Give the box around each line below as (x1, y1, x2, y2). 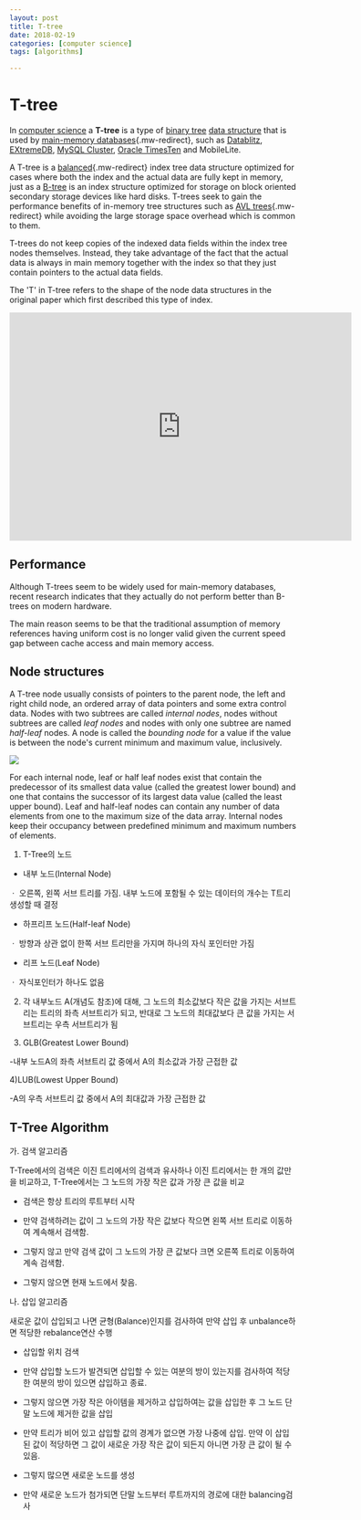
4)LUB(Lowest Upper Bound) (9, 1074, 119, 1085)
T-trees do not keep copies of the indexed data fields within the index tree (9, 238, 288, 249)
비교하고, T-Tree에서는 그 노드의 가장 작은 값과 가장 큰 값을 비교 (18, 1176, 245, 1187)
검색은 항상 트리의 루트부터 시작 (22, 1195, 135, 1206)
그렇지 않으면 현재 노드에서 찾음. (22, 1276, 138, 1287)
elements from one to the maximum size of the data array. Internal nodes (9, 810, 284, 822)
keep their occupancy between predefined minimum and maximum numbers (9, 820, 296, 831)
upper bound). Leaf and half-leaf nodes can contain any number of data (9, 801, 280, 812)
